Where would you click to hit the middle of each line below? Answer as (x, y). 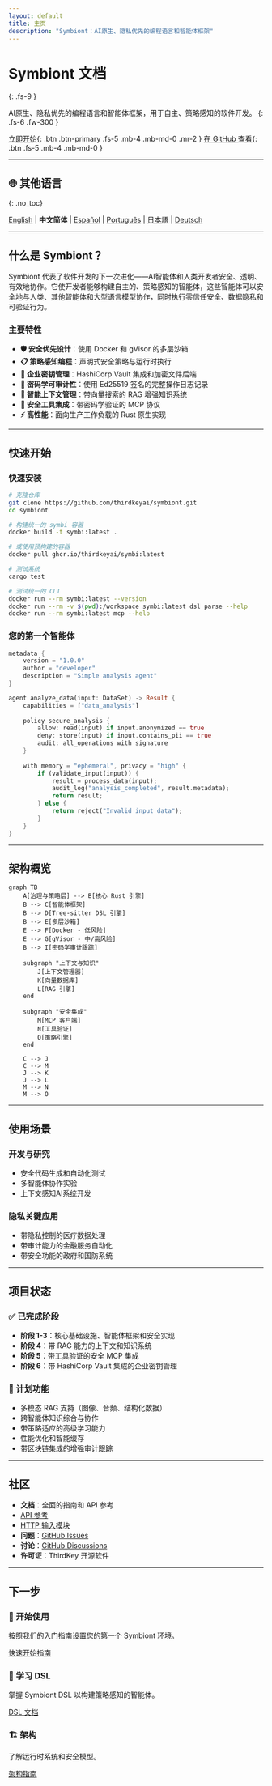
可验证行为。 (30, 306)
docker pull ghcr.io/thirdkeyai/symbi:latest (86, 555)
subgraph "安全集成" (55, 1012)
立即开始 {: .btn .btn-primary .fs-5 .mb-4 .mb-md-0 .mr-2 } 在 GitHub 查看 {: (133, 139)
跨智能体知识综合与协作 (59, 1418)
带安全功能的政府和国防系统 (66, 1256)
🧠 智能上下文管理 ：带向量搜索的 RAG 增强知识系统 (104, 394)
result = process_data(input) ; (104, 781)
